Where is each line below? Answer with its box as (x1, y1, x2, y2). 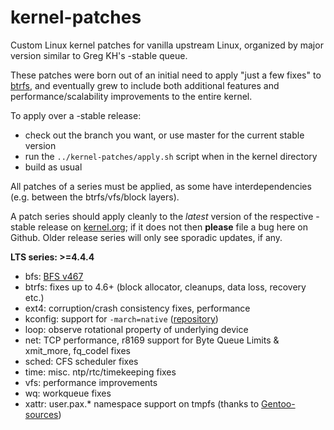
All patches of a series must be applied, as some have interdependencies (10, 180, 312, 192)
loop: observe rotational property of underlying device (24, 323, 249, 335)
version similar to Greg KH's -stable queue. (10, 49, 188, 61)
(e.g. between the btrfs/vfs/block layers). (10, 191, 180, 203)
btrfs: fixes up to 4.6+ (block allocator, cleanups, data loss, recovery (24, 281, 307, 293)
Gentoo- (261, 397, 296, 410)
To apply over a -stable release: (10, 109, 142, 121)
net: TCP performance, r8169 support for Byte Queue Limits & (24, 334, 280, 346)
